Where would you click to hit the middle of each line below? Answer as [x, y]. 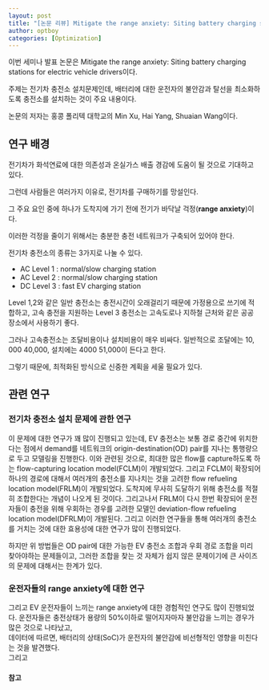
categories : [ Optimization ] [55, 38]
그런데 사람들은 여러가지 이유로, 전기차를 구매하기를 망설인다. [103, 192]
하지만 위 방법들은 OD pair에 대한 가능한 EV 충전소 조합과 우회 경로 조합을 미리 [131, 546]
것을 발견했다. [38, 647]
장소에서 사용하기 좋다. [44, 323]
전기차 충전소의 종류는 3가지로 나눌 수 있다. [76, 253]
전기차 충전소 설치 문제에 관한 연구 [70, 420]
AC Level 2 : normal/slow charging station [88, 278]
